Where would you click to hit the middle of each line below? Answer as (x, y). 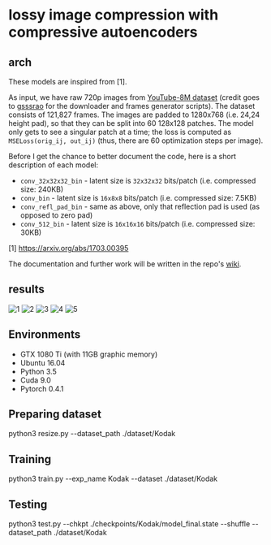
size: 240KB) (42, 189)
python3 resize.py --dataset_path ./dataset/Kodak (92, 434)
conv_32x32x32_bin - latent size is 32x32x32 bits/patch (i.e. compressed (138, 181)
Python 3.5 (38, 371)
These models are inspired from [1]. (68, 82)
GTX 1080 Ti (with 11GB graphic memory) (89, 354)
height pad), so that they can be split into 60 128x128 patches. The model (131, 123)
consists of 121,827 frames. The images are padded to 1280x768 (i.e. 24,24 (134, 115)
